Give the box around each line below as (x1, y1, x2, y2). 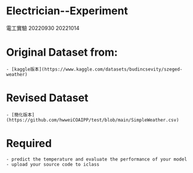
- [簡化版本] (6, 111, 35, 118)
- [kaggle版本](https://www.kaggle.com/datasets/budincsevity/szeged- (6, 66, 183, 72)
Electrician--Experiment (6, 4, 128, 18)
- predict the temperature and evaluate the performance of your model (6, 156, 187, 162)
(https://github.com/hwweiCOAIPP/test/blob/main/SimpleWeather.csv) (6, 117, 179, 123)
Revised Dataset (6, 91, 88, 105)
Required (6, 137, 52, 150)
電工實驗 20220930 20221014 (6, 24, 80, 31)
